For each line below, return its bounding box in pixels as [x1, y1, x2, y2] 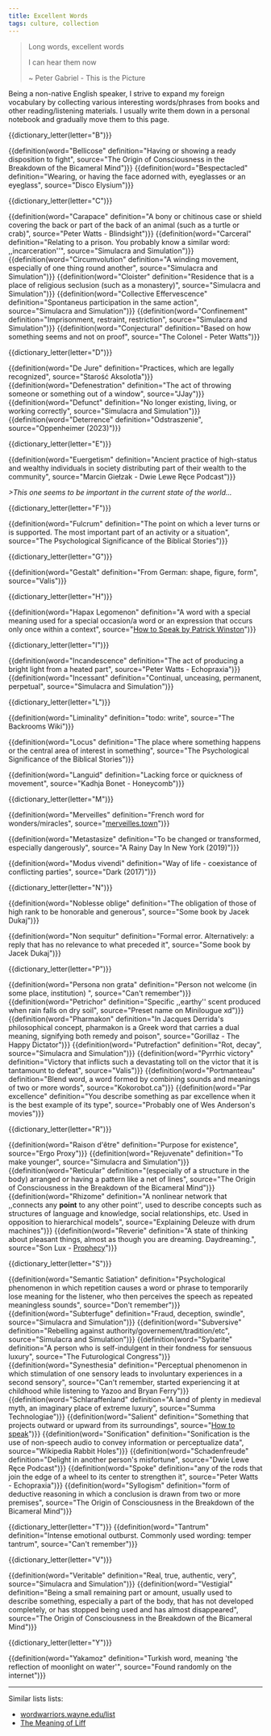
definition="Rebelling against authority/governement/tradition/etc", [8, 1325, 230, 1335]
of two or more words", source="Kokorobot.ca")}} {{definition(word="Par [8, 1083, 252, 1092]
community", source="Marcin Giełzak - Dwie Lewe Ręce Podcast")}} [8, 471, 236, 481]
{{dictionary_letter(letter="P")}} [8, 964, 112, 974]
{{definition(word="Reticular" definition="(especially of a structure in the [8, 1165, 250, 1175]
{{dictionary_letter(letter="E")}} [8, 438, 112, 449]
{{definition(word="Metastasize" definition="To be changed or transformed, [8, 834, 261, 843]
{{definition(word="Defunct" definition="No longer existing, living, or [8, 397, 237, 407]
